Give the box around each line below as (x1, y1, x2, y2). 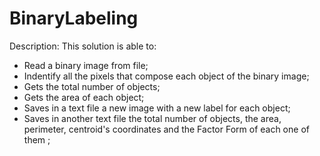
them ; (23, 133, 51, 146)
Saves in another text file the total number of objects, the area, (23, 112, 282, 124)
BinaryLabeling (9, 7, 139, 30)
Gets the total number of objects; (23, 80, 161, 92)
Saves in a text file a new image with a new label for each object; (23, 102, 291, 114)
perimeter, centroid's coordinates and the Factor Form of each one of (23, 123, 310, 135)
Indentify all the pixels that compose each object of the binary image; (23, 70, 310, 82)
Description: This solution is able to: (9, 40, 157, 52)
